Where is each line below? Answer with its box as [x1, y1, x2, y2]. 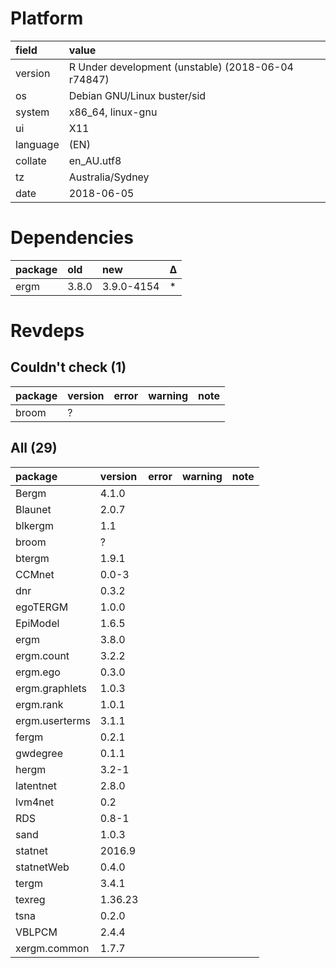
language [15, 137, 60, 151]
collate [15, 153, 47, 167]
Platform [10, 7, 84, 30]
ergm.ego [15, 665, 61, 679]
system [15, 105, 50, 119]
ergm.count [15, 648, 70, 662]
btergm [15, 551, 50, 565]
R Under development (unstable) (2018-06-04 [68, 60, 294, 74]
